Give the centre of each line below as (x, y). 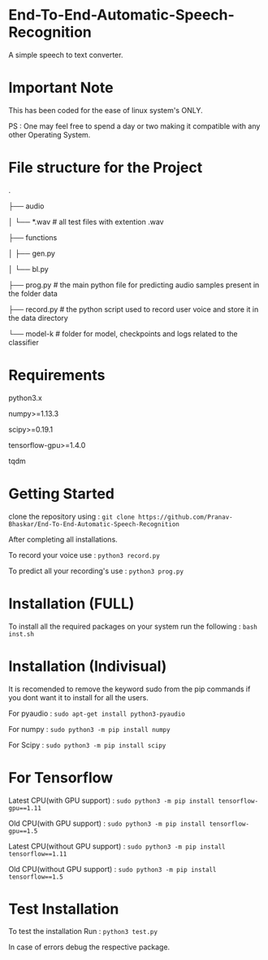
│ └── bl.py (28, 269)
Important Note (61, 88)
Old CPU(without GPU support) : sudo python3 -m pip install (112, 869)
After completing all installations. (63, 539)
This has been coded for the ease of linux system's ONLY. (106, 110)
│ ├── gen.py (32, 253)
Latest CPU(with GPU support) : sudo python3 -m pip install (112, 800)
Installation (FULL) (71, 603)
